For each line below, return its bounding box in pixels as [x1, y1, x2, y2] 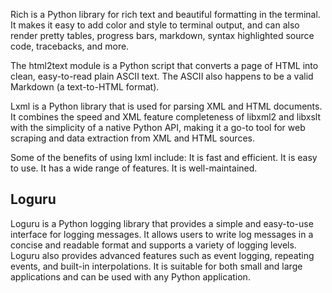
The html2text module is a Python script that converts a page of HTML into [10, 60, 319, 71]
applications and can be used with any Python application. [10, 270, 251, 283]
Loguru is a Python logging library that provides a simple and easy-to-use [10, 217, 314, 229]
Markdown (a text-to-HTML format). [10, 81, 160, 93]
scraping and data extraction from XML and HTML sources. [10, 132, 255, 144]
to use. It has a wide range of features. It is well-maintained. [10, 162, 258, 174]
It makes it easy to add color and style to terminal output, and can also [10, 19, 300, 31]
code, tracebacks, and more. [10, 40, 130, 52]
